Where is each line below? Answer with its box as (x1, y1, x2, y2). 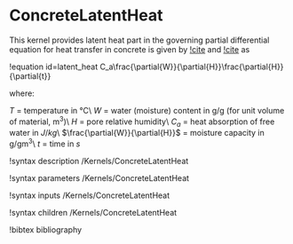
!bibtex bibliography (9, 224, 83, 235)
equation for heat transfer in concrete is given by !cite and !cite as (9, 43, 250, 54)
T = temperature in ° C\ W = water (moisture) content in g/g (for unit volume (9, 105, 285, 115)
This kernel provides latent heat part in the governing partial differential (9, 35, 270, 45)
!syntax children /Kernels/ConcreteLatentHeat (9, 208, 178, 218)
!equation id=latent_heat (9, 61, 99, 72)
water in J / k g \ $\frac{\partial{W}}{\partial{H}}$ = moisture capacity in (9, 128, 265, 138)
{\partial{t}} (9, 70, 51, 81)
